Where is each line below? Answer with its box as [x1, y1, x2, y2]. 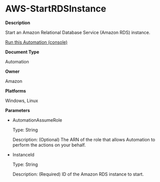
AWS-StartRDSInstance [5, 3, 106, 15]
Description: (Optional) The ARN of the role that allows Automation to [12, 136, 155, 142]
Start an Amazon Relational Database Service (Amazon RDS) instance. [5, 29, 150, 35]
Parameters [5, 107, 30, 113]
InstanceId [12, 151, 35, 157]
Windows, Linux [5, 98, 39, 104]
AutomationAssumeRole [12, 117, 63, 123]
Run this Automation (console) [5, 39, 68, 45]
